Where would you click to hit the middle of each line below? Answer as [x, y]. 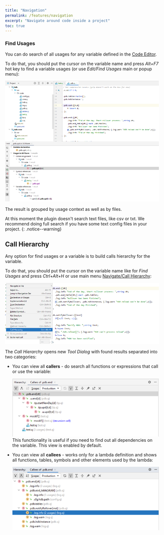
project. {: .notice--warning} [33, 229]
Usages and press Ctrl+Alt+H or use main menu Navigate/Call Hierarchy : [78, 276]
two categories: [21, 357]
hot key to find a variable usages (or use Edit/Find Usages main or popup [79, 69]
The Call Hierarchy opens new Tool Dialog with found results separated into [81, 351]
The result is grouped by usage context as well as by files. [63, 209]
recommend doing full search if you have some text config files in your [76, 224]
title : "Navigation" [26, 10]
